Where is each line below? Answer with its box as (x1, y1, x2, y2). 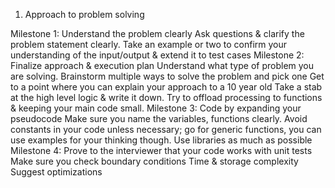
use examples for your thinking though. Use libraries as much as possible (10, 134, 313, 146)
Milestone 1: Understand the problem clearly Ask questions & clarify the (10, 28, 305, 39)
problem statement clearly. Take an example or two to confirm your (10, 39, 288, 50)
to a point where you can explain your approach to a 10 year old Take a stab (10, 81, 323, 93)
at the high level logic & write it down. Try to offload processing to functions (10, 92, 323, 103)
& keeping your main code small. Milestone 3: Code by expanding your (10, 102, 302, 114)
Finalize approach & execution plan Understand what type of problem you (10, 60, 315, 71)
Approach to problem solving (24, 9, 145, 20)
